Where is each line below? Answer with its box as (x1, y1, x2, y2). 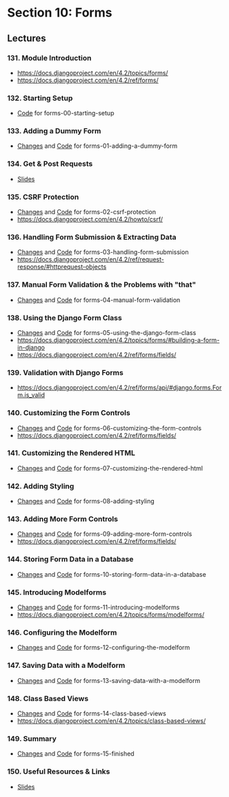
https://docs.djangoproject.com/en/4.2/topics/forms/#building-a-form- (17, 336, 220, 344)
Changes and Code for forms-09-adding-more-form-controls (17, 530, 192, 538)
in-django (17, 343, 45, 352)
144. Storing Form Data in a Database (7, 555, 134, 564)
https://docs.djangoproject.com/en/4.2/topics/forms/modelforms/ (17, 611, 205, 619)
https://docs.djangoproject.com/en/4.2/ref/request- (17, 256, 164, 264)
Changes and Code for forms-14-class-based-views (17, 709, 167, 718)
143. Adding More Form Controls (7, 515, 119, 524)
